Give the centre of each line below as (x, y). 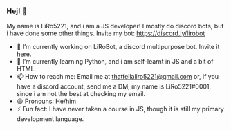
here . (24, 54)
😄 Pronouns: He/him (46, 101)
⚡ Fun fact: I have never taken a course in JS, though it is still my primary (120, 109)
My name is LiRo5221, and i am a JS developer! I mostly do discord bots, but (115, 26)
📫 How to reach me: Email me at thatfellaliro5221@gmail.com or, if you (118, 77)
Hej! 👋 (17, 11)
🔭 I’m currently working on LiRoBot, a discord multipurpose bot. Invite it (118, 47)
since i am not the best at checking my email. (81, 94)
